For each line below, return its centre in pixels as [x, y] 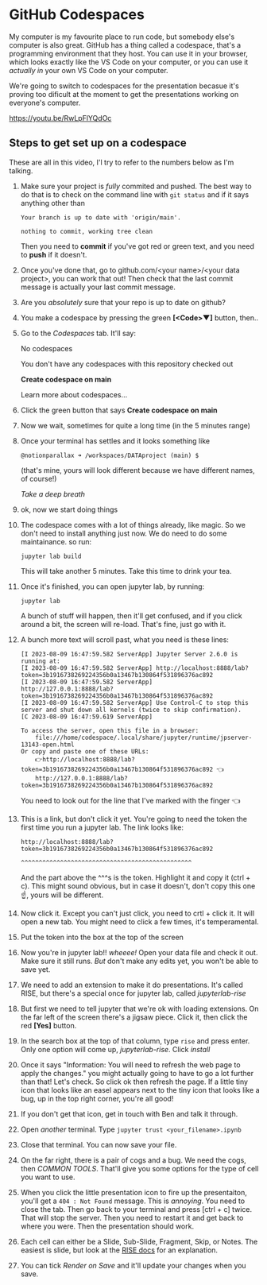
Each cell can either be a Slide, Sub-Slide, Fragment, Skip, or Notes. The [139, 1241]
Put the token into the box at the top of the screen [102, 937]
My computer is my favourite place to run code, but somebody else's [122, 37]
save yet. [35, 969]
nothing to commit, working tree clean [87, 231]
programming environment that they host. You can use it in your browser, [129, 53]
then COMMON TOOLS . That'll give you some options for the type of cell [139, 1168]
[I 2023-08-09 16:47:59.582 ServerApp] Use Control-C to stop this [134, 702]
